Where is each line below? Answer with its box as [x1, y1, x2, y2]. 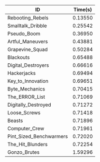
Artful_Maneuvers [7, 38, 48, 45]
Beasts [7, 117, 23, 124]
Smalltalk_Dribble [7, 22, 47, 29]
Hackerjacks [7, 70, 36, 76]
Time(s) [73, 6, 92, 13]
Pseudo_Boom [7, 30, 41, 37]
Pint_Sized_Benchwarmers [7, 133, 68, 140]
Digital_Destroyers [7, 62, 49, 69]
